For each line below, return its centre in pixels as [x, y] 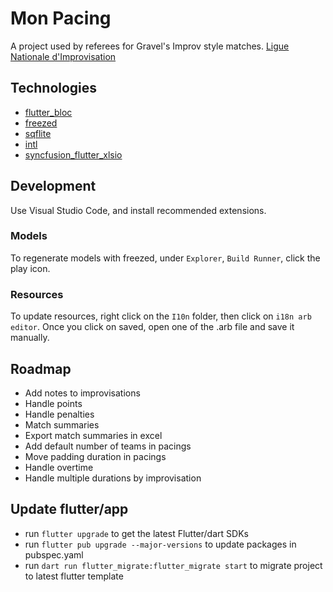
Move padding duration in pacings [95, 456]
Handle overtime [59, 467]
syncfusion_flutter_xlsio [73, 154]
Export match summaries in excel [93, 435]
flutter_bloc [48, 112]
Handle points [53, 403]
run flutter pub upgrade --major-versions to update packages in [160, 544]
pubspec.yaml [54, 554]
